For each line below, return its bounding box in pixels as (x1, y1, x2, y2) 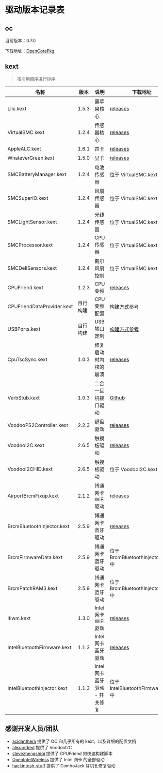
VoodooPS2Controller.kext (7, 422, 68, 429)
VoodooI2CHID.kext (7, 466, 53, 472)
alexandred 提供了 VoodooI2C (12, 744, 72, 750)
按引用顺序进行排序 (16, 76, 56, 82)
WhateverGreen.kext (7, 154, 55, 161)
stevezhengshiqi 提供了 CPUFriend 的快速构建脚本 (12, 751, 113, 756)
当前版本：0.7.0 (5, 38, 36, 43)
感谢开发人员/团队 (5, 724, 59, 733)
